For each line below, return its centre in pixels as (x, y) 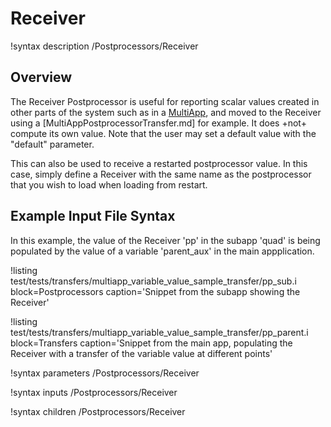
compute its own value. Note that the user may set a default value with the (163, 133)
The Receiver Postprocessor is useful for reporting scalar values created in (165, 101)
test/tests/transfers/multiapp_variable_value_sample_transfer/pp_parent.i (159, 332)
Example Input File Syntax (93, 216)
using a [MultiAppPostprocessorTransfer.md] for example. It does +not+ (158, 123)
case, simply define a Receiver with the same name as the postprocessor (161, 174)
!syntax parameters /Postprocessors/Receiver (105, 373)
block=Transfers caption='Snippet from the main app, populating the (151, 343)
